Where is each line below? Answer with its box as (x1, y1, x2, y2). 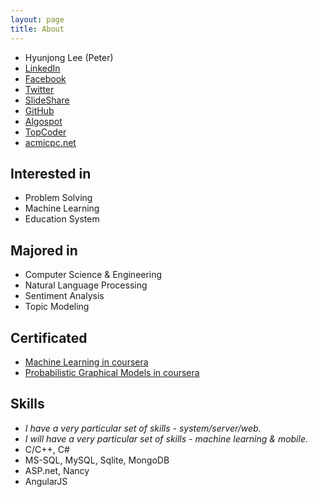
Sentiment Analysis (24, 290, 105, 302)
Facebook (24, 72, 67, 85)
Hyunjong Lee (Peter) (24, 51, 114, 63)
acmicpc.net (24, 136, 77, 148)
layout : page (10, 14, 65, 25)
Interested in (10, 165, 92, 182)
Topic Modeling (24, 301, 90, 313)
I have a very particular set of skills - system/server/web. (24, 422, 262, 434)
